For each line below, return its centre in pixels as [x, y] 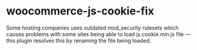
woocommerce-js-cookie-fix [80, 11]
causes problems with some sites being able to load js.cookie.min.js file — [98, 34]
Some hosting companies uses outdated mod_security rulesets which [92, 28]
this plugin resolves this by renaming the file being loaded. [79, 40]
